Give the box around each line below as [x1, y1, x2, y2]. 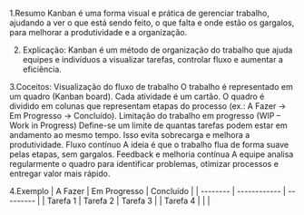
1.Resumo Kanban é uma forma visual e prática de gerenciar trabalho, [9, 8, 270, 18]
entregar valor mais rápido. [9, 168, 111, 179]
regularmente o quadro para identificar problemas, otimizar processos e [9, 159, 279, 169]
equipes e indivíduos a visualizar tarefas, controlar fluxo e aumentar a [22, 54, 284, 64]
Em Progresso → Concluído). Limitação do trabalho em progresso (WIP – [9, 111, 281, 121]
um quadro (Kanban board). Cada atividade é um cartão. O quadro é [9, 91, 265, 102]
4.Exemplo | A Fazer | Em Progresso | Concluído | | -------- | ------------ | [9, 186, 286, 196]
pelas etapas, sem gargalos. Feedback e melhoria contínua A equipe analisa [9, 149, 294, 160]
